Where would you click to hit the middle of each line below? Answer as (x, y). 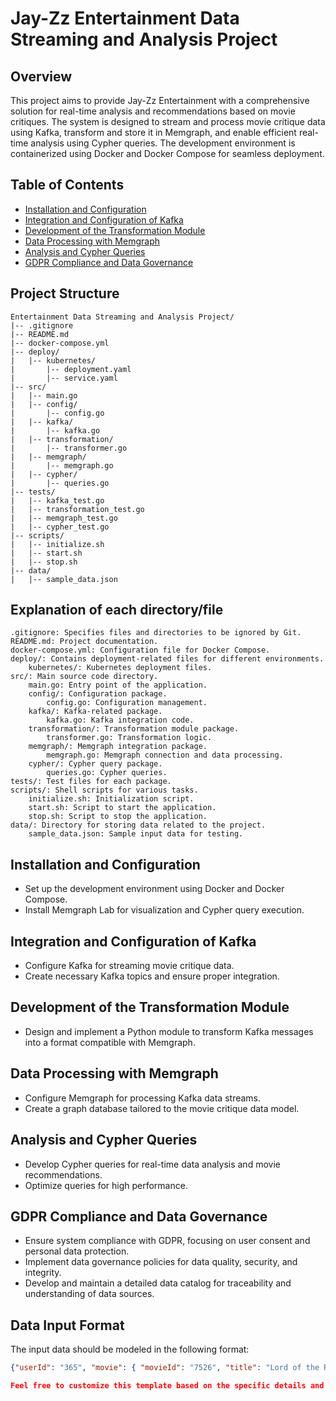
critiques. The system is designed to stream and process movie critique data (168, 121)
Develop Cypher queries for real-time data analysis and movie (152, 1164)
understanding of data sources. (89, 1294)
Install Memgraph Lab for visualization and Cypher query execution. (164, 910)
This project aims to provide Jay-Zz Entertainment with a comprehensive (160, 100)
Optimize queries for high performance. (106, 1185)
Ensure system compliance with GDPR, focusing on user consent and (167, 1241)
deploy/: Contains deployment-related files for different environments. (167, 659)
